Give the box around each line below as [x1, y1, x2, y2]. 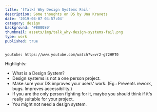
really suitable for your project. [12, 96, 74, 102]
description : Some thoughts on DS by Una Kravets [5, 12, 108, 17]
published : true [5, 39, 38, 44]
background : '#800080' [5, 25, 51, 30]
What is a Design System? [12, 70, 65, 76]
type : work [5, 35, 27, 39]
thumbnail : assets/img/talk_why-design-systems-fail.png [5, 30, 123, 35]
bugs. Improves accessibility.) [12, 86, 72, 92]
